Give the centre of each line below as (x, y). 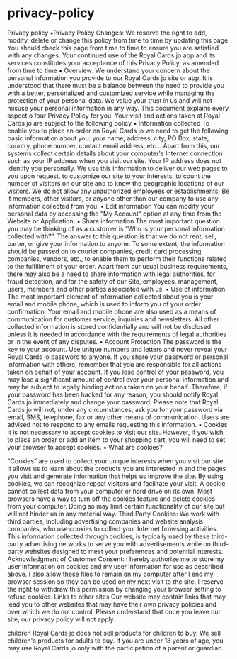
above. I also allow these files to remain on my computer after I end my (110, 574)
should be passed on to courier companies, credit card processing (104, 251)
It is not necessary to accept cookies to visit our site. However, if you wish (115, 432)
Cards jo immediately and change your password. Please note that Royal (113, 402)
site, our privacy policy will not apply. (61, 619)
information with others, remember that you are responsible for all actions (115, 364)
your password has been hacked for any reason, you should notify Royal (113, 394)
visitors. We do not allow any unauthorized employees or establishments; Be (118, 191)
